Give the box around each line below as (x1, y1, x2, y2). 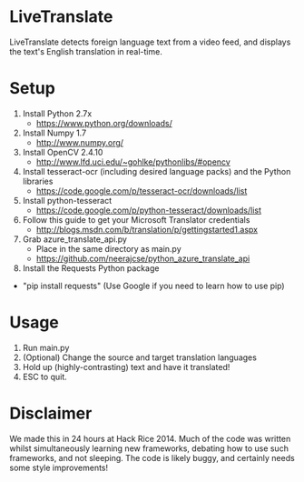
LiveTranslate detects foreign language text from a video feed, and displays (9, 36, 291, 47)
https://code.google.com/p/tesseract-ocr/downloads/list (35, 185, 248, 196)
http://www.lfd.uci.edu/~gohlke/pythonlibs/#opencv (35, 156, 231, 167)
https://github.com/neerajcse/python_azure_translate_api (35, 253, 250, 264)
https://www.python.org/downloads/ (35, 117, 172, 128)
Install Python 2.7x (22, 107, 93, 119)
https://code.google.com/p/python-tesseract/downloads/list (35, 205, 261, 216)
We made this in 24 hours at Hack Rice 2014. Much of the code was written (9, 433, 291, 444)
